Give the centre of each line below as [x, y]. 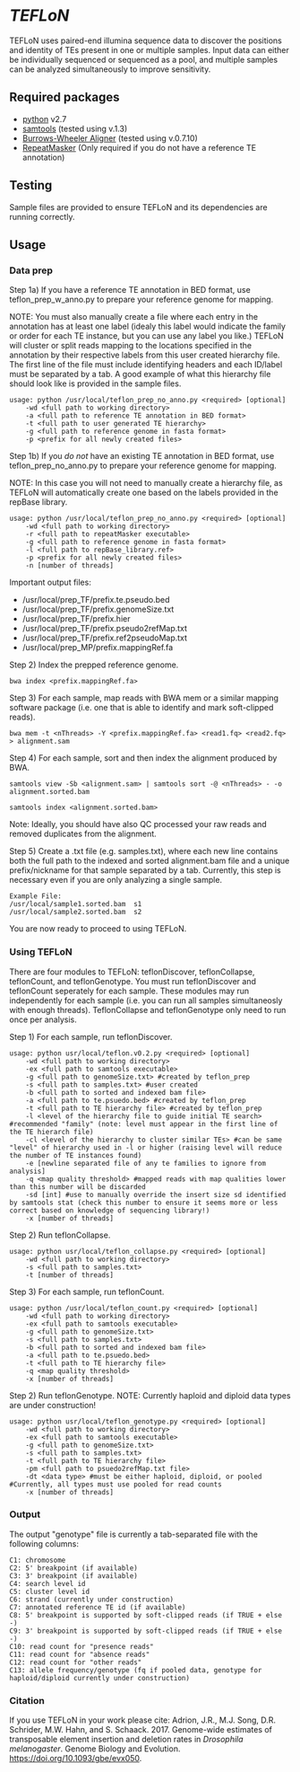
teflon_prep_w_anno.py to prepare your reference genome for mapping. [141, 300]
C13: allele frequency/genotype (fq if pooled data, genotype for [136, 1670]
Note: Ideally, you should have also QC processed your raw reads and [138, 824]
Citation [27, 1700]
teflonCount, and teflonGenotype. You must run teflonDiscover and [133, 981]
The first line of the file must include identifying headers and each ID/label [146, 365]
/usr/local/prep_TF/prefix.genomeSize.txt [98, 609]
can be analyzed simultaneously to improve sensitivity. [110, 69]
